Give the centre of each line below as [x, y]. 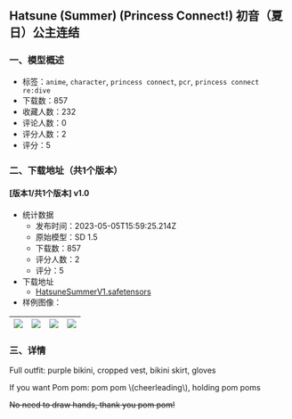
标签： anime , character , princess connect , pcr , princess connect [141, 81]
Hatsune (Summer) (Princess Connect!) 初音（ [140, 16]
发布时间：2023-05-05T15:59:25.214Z [105, 226]
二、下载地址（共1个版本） [66, 170]
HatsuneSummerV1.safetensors [93, 292]
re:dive [36, 90]
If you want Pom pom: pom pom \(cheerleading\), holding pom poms [135, 388]
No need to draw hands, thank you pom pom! [92, 405]
